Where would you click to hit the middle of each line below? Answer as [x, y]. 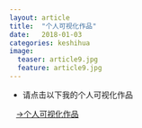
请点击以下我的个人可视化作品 [77, 95]
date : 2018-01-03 [46, 34]
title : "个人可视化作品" [53, 26]
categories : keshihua [50, 43]
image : [22, 51]
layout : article [40, 18]
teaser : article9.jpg [58, 59]
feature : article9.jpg [60, 69]
